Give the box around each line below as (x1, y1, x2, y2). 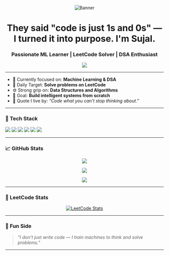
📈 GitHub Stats (5, 145, 44, 152)
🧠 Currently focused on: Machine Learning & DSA (12, 76, 117, 82)
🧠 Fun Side (5, 223, 32, 230)
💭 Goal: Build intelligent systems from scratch (12, 93, 111, 99)
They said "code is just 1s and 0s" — (7, 23, 162, 34)
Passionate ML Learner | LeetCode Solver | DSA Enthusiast (11, 51, 158, 58)
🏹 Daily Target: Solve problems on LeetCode (12, 82, 106, 88)
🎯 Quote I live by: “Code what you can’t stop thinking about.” (12, 98, 139, 104)
